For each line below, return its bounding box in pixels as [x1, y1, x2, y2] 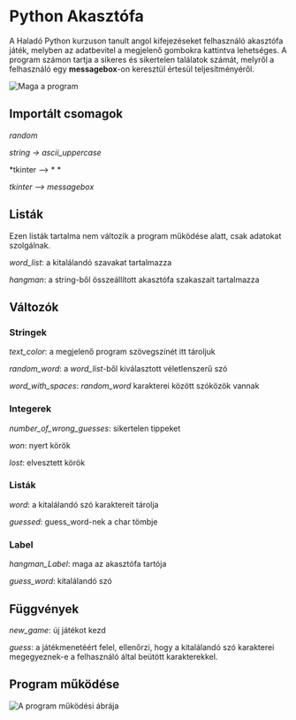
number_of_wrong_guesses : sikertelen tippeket [9, 423, 181, 433]
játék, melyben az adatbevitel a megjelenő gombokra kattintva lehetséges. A [9, 44, 287, 55]
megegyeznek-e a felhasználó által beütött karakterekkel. [9, 651, 218, 662]
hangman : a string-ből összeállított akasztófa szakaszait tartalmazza [9, 274, 260, 285]
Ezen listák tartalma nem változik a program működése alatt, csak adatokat [9, 230, 282, 241]
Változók [9, 299, 59, 315]
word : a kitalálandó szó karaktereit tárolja [9, 499, 159, 509]
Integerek [9, 402, 51, 415]
